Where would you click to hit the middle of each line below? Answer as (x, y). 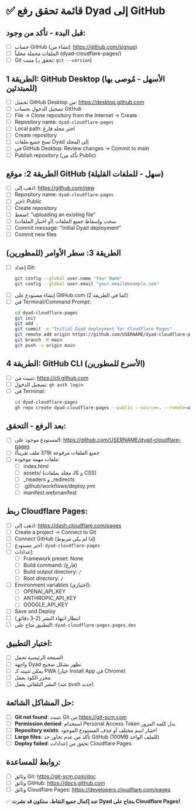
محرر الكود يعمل (32, 677)
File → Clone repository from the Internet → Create (76, 115)
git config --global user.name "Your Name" (68, 278)
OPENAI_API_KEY (44, 592)
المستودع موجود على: (38, 440)
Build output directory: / (52, 572)
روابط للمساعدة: (34, 762)
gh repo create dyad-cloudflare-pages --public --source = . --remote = (101, 408)
